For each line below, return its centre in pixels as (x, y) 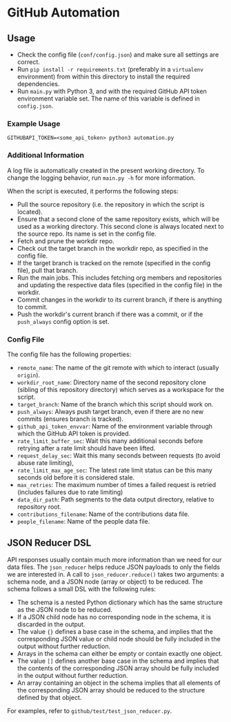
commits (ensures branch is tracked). (70, 419)
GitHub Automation (64, 13)
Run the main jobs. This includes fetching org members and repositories (119, 278)
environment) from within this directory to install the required (103, 76)
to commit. (32, 307)
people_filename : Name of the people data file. (83, 521)
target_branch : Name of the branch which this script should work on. (115, 404)
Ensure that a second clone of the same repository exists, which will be (118, 219)
